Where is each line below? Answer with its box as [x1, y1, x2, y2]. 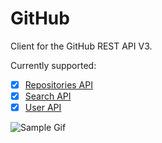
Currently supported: [10, 59, 97, 71]
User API [24, 102, 62, 114]
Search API [24, 90, 72, 102]
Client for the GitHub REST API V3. [10, 40, 153, 52]
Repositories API [24, 78, 93, 91]
